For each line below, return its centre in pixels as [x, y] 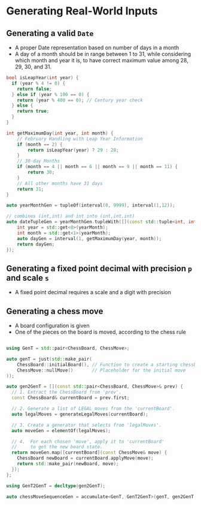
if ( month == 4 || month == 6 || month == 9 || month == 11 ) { [98, 167]
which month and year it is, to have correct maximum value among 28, [101, 60]
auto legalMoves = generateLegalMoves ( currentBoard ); [80, 414]
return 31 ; [31, 189]
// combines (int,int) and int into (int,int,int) [71, 216]
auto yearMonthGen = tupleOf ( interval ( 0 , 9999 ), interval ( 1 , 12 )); [91, 205]
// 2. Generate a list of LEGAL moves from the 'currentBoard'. [93, 409]
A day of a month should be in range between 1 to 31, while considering [103, 54]
